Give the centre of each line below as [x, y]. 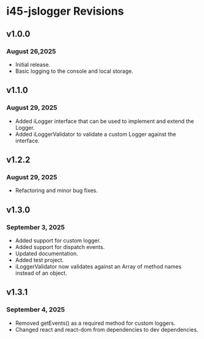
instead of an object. [41, 273]
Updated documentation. [46, 253]
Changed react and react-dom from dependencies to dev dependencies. [107, 329]
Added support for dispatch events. [60, 247]
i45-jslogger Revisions [65, 11]
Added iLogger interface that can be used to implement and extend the [104, 121]
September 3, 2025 [36, 227]
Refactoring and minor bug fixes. [56, 190]
